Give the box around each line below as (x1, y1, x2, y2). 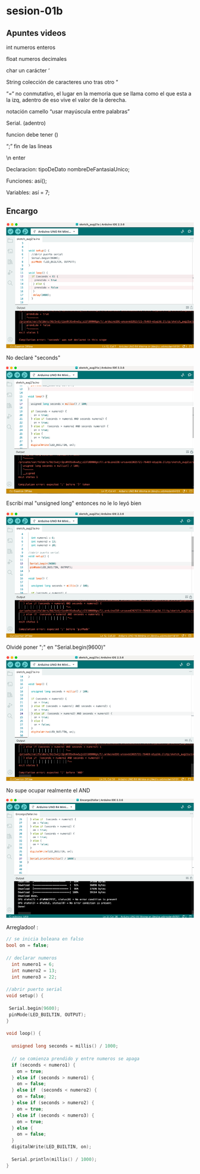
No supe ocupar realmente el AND (6, 787, 90, 794)
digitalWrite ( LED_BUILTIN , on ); (11, 1144, 92, 1150)
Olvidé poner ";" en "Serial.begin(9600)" (6, 643, 106, 651)
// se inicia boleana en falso (6, 936, 84, 942)
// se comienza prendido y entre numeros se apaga (11, 1055, 140, 1062)
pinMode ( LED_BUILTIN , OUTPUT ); (8, 1012, 86, 1018)
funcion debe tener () (6, 131, 58, 138)
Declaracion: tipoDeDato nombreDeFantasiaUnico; (6, 166, 130, 172)
